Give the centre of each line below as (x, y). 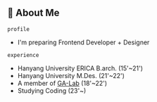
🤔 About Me (33, 13)
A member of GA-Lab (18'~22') (62, 83)
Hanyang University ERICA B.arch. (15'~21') (80, 68)
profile (19, 29)
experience (23, 55)
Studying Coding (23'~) (52, 90)
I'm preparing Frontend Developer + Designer (83, 42)
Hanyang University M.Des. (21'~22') (71, 75)
